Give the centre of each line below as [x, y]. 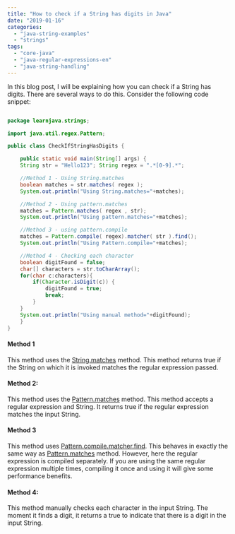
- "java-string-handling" [52, 66]
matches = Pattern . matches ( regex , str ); [83, 210]
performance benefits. [40, 476]
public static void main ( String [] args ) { [83, 159]
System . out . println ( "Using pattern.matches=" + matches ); [104, 217]
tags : [15, 47]
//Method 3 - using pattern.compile [74, 230]
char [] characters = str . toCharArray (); [80, 269]
